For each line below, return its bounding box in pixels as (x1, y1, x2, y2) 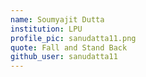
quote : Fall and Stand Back (10, 42, 128, 53)
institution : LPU (10, 24, 83, 34)
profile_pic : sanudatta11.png (10, 33, 137, 43)
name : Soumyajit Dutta (10, 14, 105, 25)
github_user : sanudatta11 (10, 52, 118, 62)
